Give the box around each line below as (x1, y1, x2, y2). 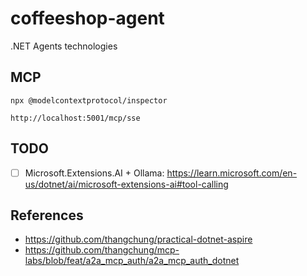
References (10, 207, 84, 224)
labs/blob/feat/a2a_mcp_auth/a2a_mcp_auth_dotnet (24, 255, 240, 267)
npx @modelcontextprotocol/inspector (10, 95, 168, 106)
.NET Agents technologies (10, 40, 118, 52)
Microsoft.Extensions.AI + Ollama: (24, 167, 165, 179)
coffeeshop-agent (10, 7, 165, 30)
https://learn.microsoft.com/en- (166, 167, 298, 179)
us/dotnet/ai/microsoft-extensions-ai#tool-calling (24, 178, 229, 190)
